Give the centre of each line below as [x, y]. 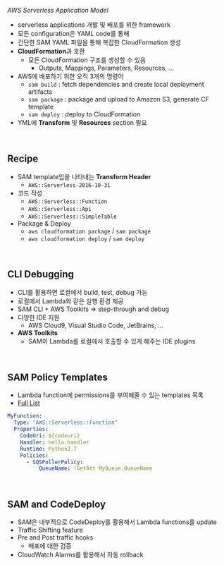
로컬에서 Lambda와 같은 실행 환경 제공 [70, 301]
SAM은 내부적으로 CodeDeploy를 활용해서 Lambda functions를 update [117, 522]
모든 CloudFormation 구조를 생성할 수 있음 [87, 60]
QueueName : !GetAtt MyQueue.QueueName [95, 468]
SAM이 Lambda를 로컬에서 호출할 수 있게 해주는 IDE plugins [112, 341]
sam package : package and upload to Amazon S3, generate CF [119, 99]
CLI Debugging [41, 274]
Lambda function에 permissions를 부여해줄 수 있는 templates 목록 [111, 395]
